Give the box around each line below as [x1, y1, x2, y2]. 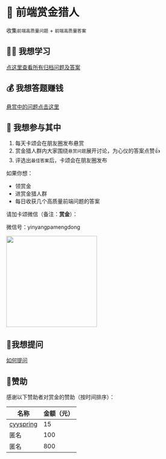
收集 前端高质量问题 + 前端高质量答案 [6, 27, 86, 34]
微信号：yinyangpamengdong [6, 223, 80, 231]
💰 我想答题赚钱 [6, 83, 64, 93]
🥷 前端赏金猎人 [6, 5, 80, 19]
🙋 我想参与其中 [6, 122, 62, 132]
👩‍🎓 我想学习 [6, 46, 51, 56]
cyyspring [9, 420, 38, 428]
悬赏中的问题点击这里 [6, 103, 59, 110]
